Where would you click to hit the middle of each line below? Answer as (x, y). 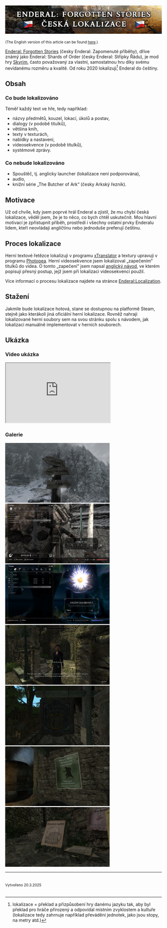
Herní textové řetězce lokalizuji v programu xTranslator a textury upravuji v (81, 255)
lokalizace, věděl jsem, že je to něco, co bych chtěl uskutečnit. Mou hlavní (81, 218)
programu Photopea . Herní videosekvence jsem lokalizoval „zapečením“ (79, 261)
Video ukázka (22, 354)
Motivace (20, 200)
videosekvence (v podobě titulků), (47, 145)
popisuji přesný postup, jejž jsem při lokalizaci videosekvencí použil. (75, 271)
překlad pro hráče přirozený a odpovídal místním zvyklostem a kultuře (84, 910)
